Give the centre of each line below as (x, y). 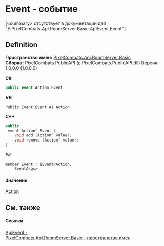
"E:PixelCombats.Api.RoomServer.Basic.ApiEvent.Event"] (65, 28)
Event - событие (42, 9)
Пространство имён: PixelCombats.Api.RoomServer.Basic (68, 57)
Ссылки (14, 221)
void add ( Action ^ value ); (43, 135)
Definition (21, 45)
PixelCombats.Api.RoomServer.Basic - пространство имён (68, 238)
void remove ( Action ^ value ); (47, 140)
